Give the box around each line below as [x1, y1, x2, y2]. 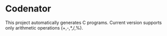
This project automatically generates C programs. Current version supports [5, 19, 162, 25]
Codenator [5, 3, 52, 14]
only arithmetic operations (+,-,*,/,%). [5, 24, 83, 30]
